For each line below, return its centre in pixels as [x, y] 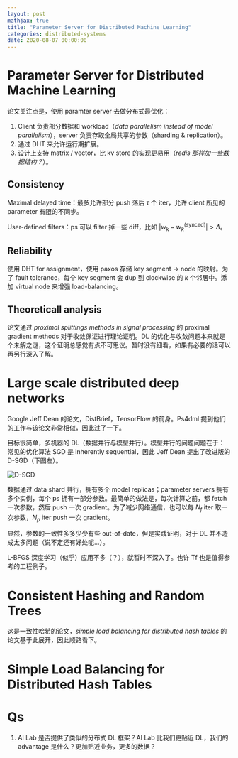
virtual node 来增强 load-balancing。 [69, 287]
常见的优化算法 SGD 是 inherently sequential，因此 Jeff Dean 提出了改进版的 [119, 451]
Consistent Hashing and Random [106, 596]
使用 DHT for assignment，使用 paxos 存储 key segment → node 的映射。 [115, 269]
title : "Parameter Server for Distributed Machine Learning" [100, 27]
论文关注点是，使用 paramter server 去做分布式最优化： [89, 112]
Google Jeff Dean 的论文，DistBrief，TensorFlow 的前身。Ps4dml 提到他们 [117, 418]
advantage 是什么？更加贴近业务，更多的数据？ [87, 746]
